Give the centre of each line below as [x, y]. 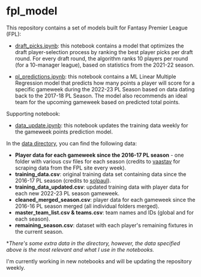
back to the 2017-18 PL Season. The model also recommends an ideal [101, 96]
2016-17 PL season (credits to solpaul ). [63, 180]
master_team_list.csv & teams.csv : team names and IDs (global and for [104, 212]
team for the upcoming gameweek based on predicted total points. [97, 102]
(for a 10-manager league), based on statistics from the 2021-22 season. [105, 65]
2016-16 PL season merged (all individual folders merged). [87, 206]
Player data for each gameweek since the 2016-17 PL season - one [99, 155]
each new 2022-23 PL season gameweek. [67, 193]
